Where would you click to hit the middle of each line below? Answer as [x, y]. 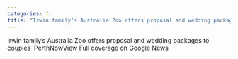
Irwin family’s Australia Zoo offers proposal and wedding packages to [108, 40]
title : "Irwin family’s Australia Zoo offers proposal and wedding [109, 20]
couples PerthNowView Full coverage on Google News [88, 48]
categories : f [28, 14]
